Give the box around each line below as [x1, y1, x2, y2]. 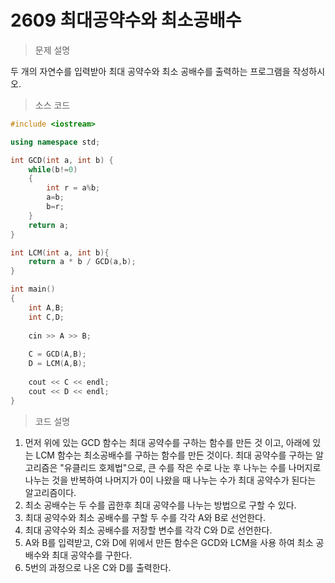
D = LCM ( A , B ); [28, 359, 87, 369]
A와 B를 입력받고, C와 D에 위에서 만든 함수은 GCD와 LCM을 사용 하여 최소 [24, 536, 314, 548]
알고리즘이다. [24, 486, 77, 498]
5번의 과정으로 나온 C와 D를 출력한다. [24, 561, 172, 573]
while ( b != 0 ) [28, 164, 78, 175]
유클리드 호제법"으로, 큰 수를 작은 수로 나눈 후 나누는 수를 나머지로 [63, 461, 322, 473]
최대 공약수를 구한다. [51, 549, 133, 561]
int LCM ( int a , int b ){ [10, 247, 110, 258]
